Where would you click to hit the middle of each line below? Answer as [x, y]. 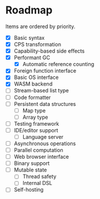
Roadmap [29, 10]
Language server [43, 137]
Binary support [32, 163]
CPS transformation [37, 44]
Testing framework [36, 123]
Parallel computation [38, 150]
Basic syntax [29, 37]
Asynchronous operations [45, 143]
